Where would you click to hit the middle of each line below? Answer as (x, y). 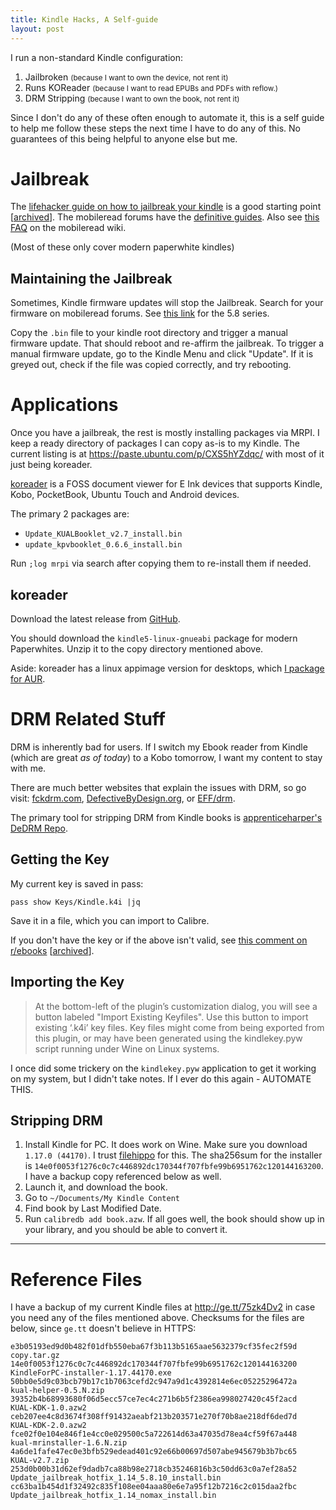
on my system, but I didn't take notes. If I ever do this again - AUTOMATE (161, 1078)
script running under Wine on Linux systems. (127, 1048)
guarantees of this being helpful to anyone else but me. (124, 138)
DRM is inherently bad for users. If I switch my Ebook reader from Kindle (159, 747)
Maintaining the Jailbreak (91, 278)
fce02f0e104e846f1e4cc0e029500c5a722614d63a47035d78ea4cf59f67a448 (154, 1434)
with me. (28, 768)
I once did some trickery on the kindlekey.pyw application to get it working (163, 1068)
